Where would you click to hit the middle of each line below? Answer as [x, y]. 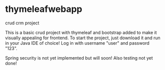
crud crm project [22, 23]
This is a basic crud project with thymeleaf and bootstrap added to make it [81, 32]
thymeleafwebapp [44, 9]
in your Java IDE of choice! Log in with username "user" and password [77, 43]
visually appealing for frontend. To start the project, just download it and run [83, 38]
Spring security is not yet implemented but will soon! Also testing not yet [79, 58]
